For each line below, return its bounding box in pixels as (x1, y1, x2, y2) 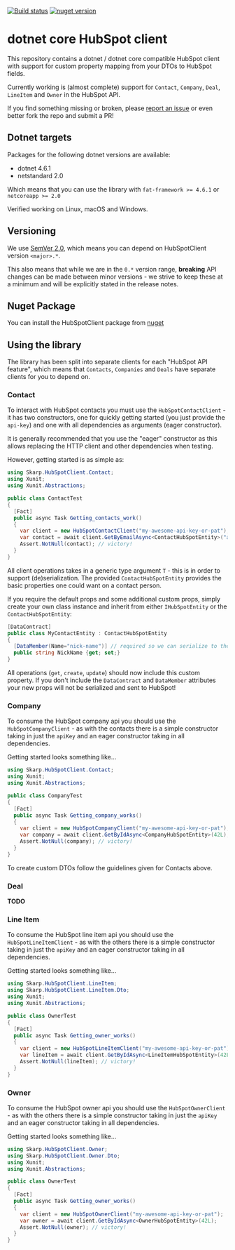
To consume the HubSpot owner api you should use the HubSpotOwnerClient (7, 1103, 226, 1112)
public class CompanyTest (7, 792, 83, 799)
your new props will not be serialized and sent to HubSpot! (7, 684, 176, 692)
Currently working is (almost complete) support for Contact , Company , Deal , (7, 83, 220, 91)
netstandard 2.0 (17, 171, 64, 180)
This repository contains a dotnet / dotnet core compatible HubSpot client (7, 54, 220, 62)
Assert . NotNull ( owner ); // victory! (20, 1223, 127, 1231)
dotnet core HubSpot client (7, 32, 168, 47)
